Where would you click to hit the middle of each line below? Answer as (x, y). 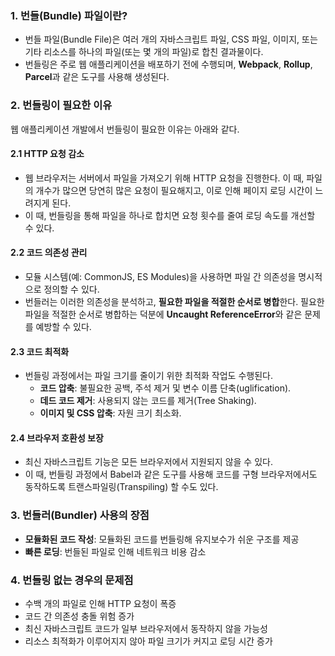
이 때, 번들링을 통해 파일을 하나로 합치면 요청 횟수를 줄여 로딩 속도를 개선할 (170, 215)
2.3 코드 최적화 (40, 351)
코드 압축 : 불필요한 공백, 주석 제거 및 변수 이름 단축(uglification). (165, 388)
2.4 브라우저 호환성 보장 (57, 438)
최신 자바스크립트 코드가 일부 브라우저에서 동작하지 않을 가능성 (146, 628)
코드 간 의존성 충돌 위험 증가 (79, 616)
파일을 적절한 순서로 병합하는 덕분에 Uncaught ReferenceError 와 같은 (163, 314)
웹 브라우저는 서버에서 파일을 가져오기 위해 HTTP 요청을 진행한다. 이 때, (164, 178)
